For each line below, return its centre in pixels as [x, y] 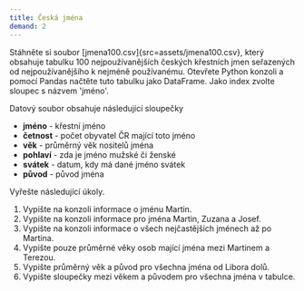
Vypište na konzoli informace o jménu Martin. [107, 209]
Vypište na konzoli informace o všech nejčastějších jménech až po [147, 228]
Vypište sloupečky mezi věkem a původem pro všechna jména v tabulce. [159, 276]
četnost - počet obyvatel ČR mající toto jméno [109, 135]
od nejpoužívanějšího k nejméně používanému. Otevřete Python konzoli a [147, 71]
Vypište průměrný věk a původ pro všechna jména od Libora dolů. [146, 267]
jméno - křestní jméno [64, 126]
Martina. [38, 238]
